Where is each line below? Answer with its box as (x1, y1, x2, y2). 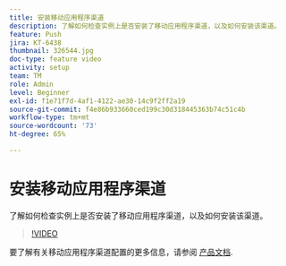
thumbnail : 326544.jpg (9, 47, 94, 56)
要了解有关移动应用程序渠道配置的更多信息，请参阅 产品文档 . (9, 246, 233, 257)
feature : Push (9, 30, 63, 39)
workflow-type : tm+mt (9, 113, 90, 122)
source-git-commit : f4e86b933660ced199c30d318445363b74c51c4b (9, 105, 246, 114)
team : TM (9, 72, 42, 81)
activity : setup (9, 64, 70, 73)
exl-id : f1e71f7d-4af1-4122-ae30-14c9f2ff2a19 (9, 96, 186, 106)
